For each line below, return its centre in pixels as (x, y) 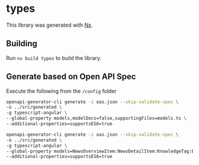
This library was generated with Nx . (49, 25)
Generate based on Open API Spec (71, 77)
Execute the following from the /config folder (61, 91)
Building (22, 44)
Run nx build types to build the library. (54, 58)
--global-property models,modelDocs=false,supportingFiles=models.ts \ (96, 118)
